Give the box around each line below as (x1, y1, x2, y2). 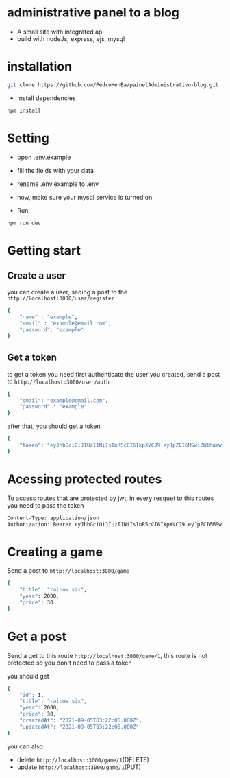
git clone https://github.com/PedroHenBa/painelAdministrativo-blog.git (7, 81, 219, 89)
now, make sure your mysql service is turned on (16, 193, 153, 201)
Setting (7, 130, 49, 145)
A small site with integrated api (16, 27, 104, 36)
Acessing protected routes (7, 471, 162, 486)
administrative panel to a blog (7, 5, 179, 21)
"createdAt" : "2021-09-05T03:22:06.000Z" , (19, 717, 142, 724)
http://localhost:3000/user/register (7, 295, 115, 303)
